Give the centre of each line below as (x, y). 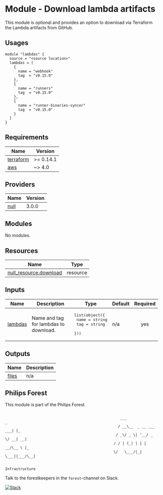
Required (145, 304)
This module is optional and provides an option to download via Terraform (79, 22)
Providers (20, 184)
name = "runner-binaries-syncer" (52, 105)
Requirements (27, 137)
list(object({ (90, 315)
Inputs (15, 290)
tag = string (91, 324)
